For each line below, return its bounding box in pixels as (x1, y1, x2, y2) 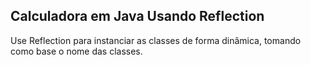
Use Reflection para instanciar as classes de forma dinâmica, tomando (10, 34, 302, 46)
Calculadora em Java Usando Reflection (10, 8, 265, 25)
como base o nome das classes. (10, 45, 143, 57)
